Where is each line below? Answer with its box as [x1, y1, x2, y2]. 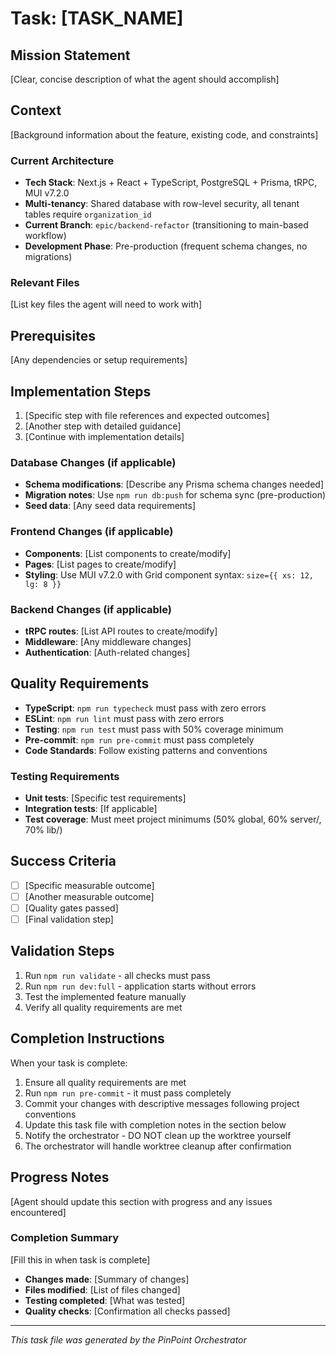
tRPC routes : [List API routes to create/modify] [24, 625, 218, 637]
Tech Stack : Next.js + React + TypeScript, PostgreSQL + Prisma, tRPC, [24, 177, 318, 189]
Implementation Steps [10, 383, 152, 400]
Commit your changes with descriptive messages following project [24, 1097, 300, 1109]
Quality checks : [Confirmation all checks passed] [24, 1305, 231, 1317]
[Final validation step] [24, 913, 114, 926]
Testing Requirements [10, 769, 120, 783]
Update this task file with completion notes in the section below [24, 1118, 287, 1131]
